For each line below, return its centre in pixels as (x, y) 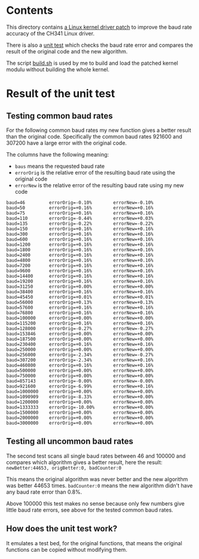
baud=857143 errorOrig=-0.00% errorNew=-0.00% (80, 381)
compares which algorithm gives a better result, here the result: (84, 462)
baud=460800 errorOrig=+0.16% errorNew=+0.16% (80, 365)
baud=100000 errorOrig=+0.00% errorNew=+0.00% (80, 318)
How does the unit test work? (62, 529)
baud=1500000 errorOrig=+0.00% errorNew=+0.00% (80, 412)
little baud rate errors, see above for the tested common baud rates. (90, 510)
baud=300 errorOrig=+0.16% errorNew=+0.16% (80, 234)
